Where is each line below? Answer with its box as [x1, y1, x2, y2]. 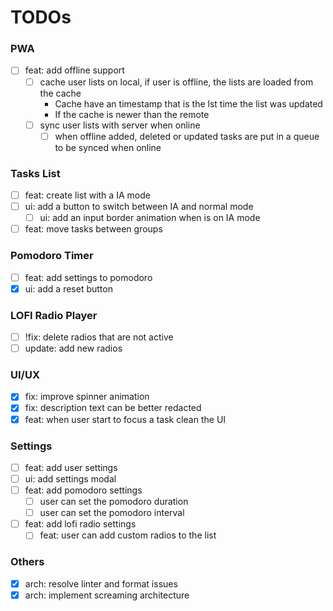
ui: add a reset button [24, 282, 113, 295]
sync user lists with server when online [39, 119, 201, 131]
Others [10, 555, 45, 569]
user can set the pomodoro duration [39, 496, 189, 508]
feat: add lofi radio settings [24, 518, 137, 530]
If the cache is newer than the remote [54, 108, 210, 120]
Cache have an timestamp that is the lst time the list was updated [54, 97, 323, 110]
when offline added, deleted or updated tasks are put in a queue [54, 130, 320, 142]
